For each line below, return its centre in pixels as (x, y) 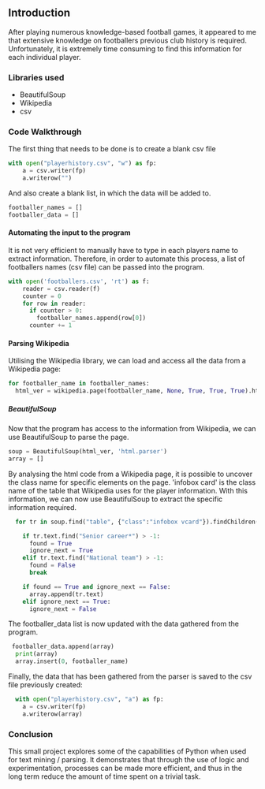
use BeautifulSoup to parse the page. (69, 437)
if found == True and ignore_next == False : (97, 586)
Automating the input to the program (69, 233)
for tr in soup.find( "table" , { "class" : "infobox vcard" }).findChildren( (137, 522)
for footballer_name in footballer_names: (79, 384)
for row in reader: (54, 303)
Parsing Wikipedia (39, 343)
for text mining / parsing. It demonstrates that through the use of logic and (129, 759)
